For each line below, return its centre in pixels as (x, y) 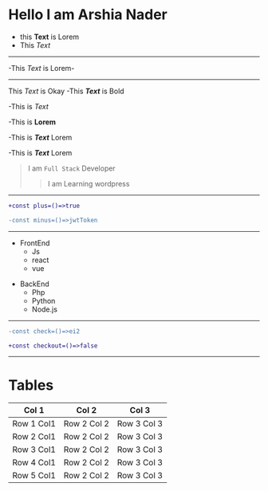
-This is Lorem (32, 122)
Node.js (45, 309)
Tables (31, 385)
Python (43, 300)
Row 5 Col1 (34, 476)
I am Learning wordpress (89, 183)
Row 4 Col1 (34, 462)
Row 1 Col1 (34, 424)
